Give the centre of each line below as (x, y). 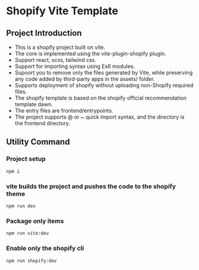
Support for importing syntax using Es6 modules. (75, 66)
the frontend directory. (42, 123)
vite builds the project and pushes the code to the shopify (91, 186)
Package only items (35, 221)
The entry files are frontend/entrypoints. (64, 111)
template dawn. (34, 104)
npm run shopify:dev (32, 260)
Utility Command (38, 142)
